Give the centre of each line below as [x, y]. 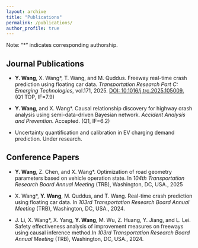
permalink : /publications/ [39, 23]
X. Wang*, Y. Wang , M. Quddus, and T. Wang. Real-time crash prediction [103, 196]
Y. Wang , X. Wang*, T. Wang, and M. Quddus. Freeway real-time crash [101, 78]
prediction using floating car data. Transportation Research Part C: [96, 84]
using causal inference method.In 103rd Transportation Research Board [102, 233]
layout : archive [26, 12]
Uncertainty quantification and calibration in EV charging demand [95, 133]
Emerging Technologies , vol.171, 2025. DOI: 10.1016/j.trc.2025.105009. [99, 91]
